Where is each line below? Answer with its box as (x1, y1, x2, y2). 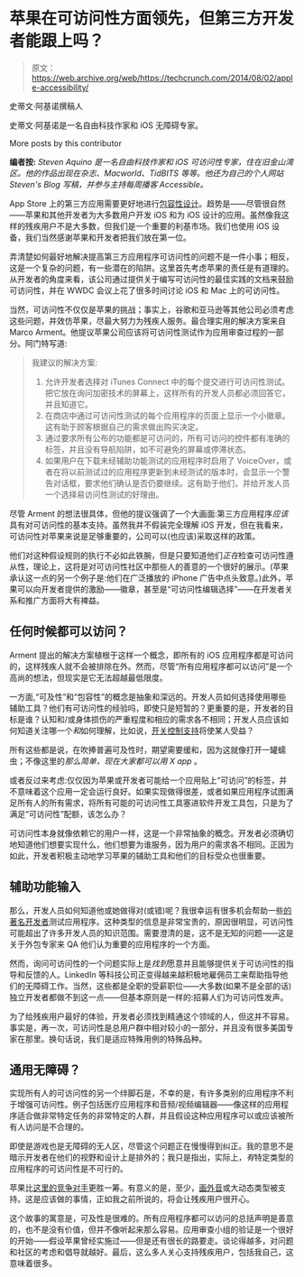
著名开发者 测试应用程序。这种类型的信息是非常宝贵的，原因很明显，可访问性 (9, 916, 294, 927)
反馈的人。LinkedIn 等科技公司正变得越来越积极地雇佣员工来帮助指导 (24, 969, 281, 979)
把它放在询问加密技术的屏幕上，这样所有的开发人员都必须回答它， (44, 387, 290, 398)
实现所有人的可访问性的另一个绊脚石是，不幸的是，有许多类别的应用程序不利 (9, 1088, 294, 1098)
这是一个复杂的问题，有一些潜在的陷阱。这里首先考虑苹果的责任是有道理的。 (9, 262, 294, 273)
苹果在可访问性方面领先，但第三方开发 (9, 8, 295, 29)
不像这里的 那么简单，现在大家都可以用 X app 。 (24, 755, 203, 767)
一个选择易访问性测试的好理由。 (44, 489, 164, 500)
